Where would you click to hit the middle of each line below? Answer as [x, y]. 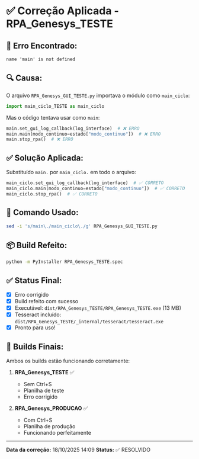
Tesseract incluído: [38, 314]
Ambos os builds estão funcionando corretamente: [68, 361]
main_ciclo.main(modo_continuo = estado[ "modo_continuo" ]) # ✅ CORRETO [96, 188]
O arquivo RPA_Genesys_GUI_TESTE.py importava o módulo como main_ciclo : [98, 95]
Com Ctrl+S [38, 420]
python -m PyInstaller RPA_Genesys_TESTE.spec [65, 262]
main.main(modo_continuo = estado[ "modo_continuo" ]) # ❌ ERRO [84, 134]
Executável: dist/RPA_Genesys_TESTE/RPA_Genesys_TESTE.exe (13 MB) [98, 308]
